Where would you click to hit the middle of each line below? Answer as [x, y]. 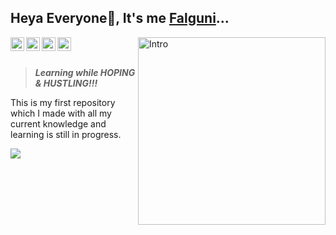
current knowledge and [58, 123]
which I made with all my [61, 113]
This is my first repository [63, 102]
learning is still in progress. [66, 134]
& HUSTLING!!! [66, 83]
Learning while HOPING [85, 72]
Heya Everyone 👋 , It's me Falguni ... [120, 18]
